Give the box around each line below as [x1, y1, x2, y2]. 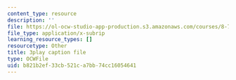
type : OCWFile [7, 56, 49, 63]
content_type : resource [7, 10, 77, 17]
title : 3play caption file [7, 49, 86, 56]
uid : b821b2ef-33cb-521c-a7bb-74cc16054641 [7, 62, 137, 69]
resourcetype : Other [7, 42, 68, 49]
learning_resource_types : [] [7, 36, 93, 43]
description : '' [7, 17, 55, 24]
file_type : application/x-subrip [7, 29, 105, 37]
